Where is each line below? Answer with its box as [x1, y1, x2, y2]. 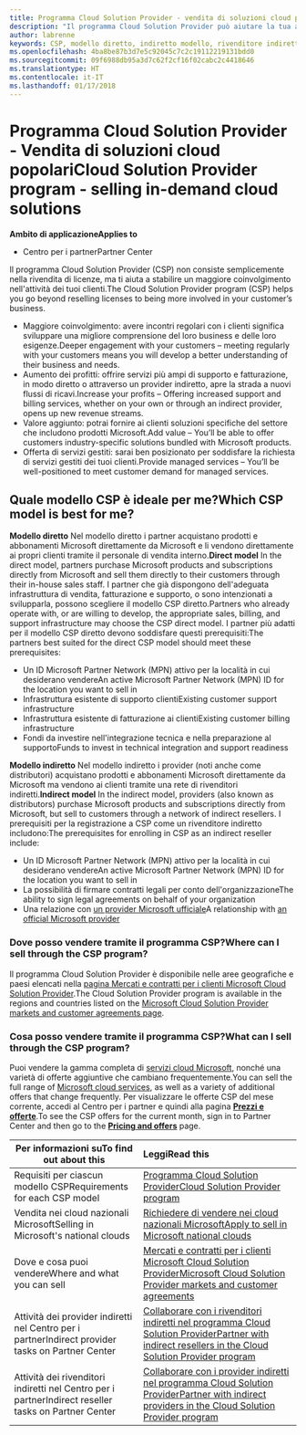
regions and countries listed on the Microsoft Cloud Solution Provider [9, 997, 269, 1009]
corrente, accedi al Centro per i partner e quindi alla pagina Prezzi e [9, 1101, 264, 1112]
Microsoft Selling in [14, 1218, 94, 1231]
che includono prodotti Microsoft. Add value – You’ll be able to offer [22, 426, 275, 438]
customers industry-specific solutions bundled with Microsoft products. [22, 436, 292, 447]
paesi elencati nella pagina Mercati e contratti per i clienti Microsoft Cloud [9, 978, 287, 989]
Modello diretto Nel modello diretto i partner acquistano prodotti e [9, 530, 258, 541]
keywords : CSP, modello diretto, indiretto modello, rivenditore [9, 38, 262, 48]
